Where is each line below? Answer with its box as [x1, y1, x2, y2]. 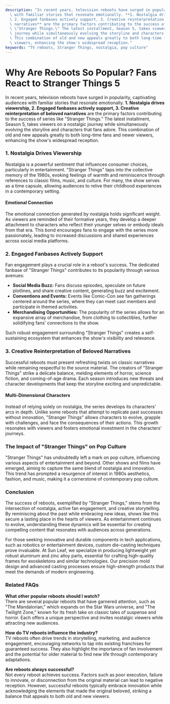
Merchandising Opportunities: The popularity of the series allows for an [12, 309, 164, 315]
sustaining [5, 335, 27, 341]
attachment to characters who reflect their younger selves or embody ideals [5, 222, 164, 228]
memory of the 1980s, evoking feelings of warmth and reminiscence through [5, 172, 165, 178]
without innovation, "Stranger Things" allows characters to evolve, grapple [5, 414, 161, 420]
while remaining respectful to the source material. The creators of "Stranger [5, 364, 163, 370]
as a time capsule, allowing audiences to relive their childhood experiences [5, 182, 162, 189]
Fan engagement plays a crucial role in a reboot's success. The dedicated [5, 262, 159, 268]
